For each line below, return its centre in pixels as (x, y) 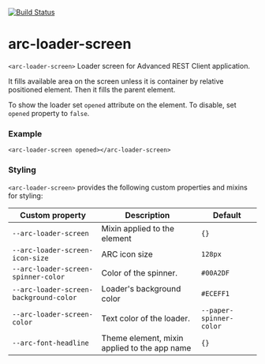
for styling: (26, 195)
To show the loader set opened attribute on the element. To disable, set (122, 105)
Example (25, 133)
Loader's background (141, 288)
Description (147, 215)
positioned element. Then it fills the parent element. (92, 89)
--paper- (217, 310)
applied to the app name (146, 347)
